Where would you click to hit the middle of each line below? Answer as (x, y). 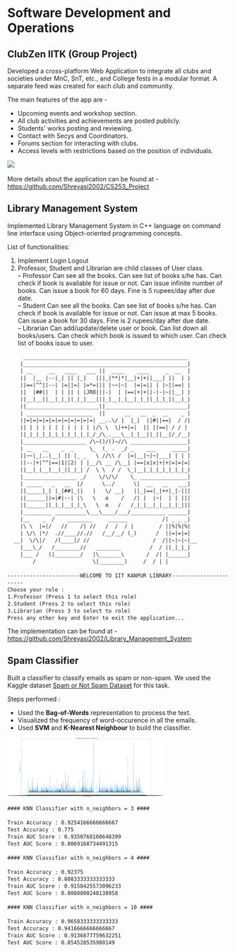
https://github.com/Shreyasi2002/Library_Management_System (100, 638)
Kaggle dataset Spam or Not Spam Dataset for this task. (89, 685)
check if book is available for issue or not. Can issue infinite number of (120, 283)
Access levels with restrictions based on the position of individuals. (115, 151)
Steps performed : (34, 699)
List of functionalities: (39, 247)
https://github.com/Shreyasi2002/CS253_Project (78, 186)
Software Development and (89, 13)
